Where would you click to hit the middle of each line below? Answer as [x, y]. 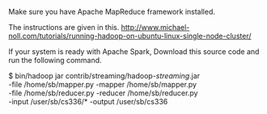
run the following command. [55, 60]
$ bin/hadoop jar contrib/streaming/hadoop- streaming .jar [104, 76]
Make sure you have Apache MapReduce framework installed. [112, 12]
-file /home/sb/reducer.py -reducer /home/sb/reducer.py [103, 93]
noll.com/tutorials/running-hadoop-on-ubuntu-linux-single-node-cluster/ [130, 36]
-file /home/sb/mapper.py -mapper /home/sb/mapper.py [102, 84]
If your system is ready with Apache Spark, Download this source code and [134, 51]
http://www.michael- [155, 27]
